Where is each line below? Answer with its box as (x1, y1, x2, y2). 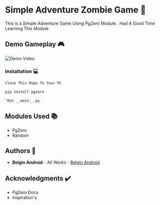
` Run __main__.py (5, 98, 40, 103)
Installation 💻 (5, 68, 39, 75)
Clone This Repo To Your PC (5, 81, 62, 86)
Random (12, 133, 29, 139)
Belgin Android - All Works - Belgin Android (12, 159, 100, 165)
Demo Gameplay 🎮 (5, 40, 64, 48)
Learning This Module (5, 25, 49, 31)
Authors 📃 (5, 146, 36, 155)
